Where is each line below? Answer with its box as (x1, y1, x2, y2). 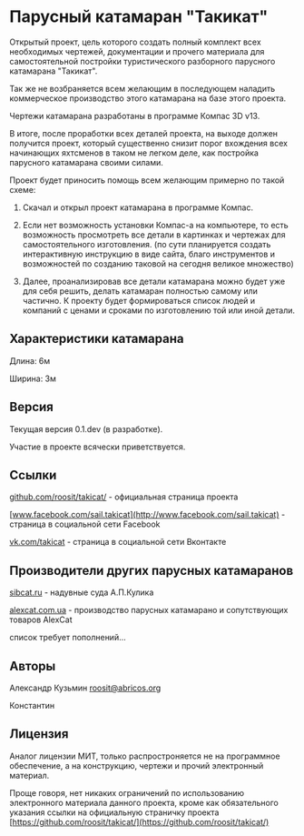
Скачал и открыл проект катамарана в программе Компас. (22, 202, 254, 213)
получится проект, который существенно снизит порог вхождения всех (9, 137, 289, 148)
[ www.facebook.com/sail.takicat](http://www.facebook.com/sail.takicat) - (9, 509, 286, 520)
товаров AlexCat (9, 614, 73, 625)
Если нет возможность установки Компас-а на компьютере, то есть (22, 219, 289, 230)
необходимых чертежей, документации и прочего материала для (9, 45, 265, 56)
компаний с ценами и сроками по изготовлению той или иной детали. (22, 305, 295, 316)
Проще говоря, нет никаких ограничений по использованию (9, 787, 245, 798)
